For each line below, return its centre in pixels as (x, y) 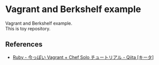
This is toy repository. (28, 28)
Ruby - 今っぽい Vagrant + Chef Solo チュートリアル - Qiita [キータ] (83, 57)
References (24, 45)
